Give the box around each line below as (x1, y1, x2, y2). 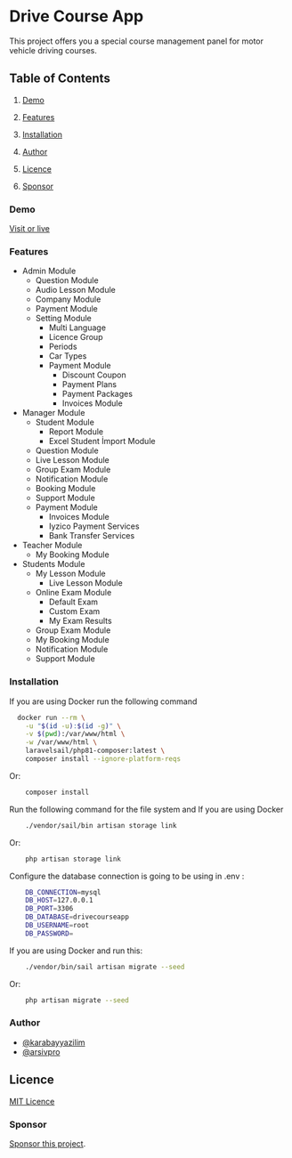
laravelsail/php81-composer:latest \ (25, 746, 166, 756)
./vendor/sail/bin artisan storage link (25, 821, 177, 830)
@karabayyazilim (21, 1037, 86, 1048)
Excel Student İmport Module (48, 436, 156, 447)
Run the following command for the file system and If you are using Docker (9, 804, 284, 814)
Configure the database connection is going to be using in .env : (9, 871, 245, 881)
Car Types (48, 351, 87, 361)
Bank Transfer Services (48, 530, 135, 541)
